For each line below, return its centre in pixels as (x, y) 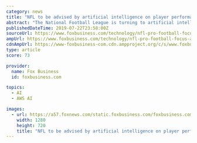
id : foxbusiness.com (36, 77)
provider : (18, 66)
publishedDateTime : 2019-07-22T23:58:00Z (57, 28)
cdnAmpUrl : (19, 45)
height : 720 (31, 125)
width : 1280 (31, 120)
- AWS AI (22, 99)
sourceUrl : (19, 34)
